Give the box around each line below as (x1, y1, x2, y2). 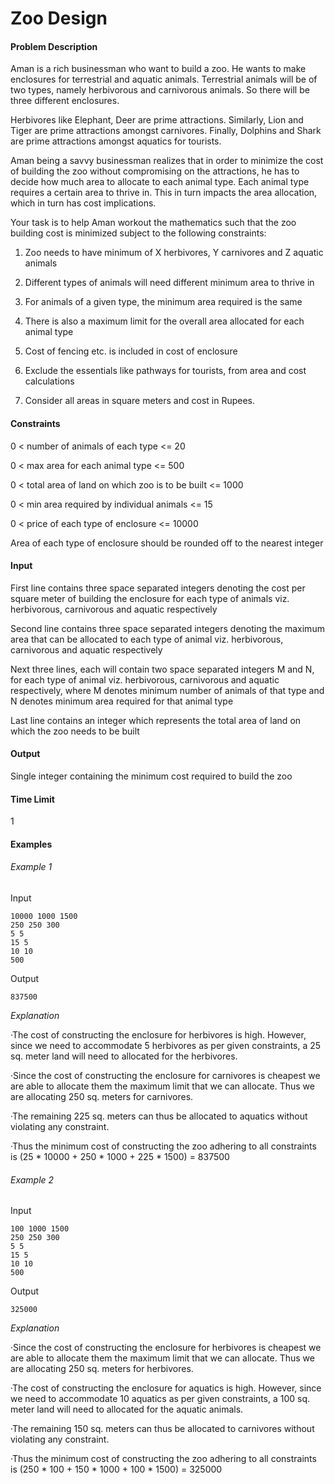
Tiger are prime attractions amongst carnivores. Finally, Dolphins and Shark (10, 125, 322, 137)
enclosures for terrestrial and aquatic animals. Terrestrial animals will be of (10, 73, 318, 86)
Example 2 (10, 1173, 55, 1186)
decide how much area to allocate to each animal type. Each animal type (10, 176, 310, 188)
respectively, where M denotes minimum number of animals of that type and (10, 684, 325, 696)
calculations (24, 375, 75, 387)
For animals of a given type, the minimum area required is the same (24, 296, 303, 308)
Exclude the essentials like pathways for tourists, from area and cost (24, 365, 307, 377)
